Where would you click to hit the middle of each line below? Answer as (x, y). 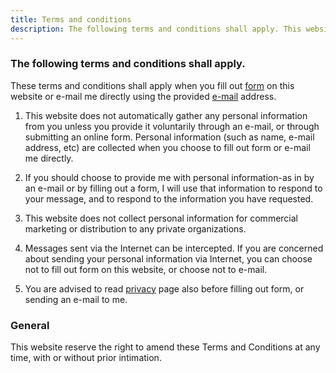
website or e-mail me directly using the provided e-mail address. (143, 96)
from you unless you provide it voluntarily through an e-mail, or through (172, 126)
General (30, 325)
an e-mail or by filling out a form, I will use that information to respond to (173, 188)
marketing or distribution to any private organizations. (135, 228)
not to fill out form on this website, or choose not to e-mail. (146, 269)
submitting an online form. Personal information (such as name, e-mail (169, 137)
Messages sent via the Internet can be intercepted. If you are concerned (174, 248)
